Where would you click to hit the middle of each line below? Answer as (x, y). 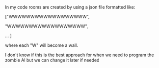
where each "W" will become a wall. (42, 45)
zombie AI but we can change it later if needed (52, 60)
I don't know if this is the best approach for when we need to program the (79, 55)
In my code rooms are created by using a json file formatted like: (70, 7)
